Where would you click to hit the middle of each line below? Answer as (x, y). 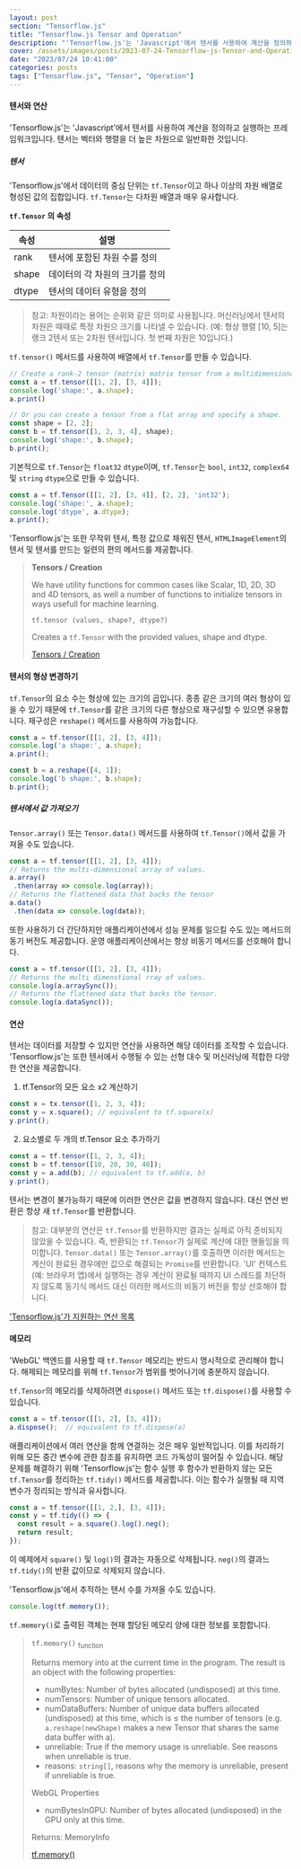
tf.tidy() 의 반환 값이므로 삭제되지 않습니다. (87, 1570)
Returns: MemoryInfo (70, 1837)
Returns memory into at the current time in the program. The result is (158, 1662)
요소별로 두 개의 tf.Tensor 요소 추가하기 (91, 1139)
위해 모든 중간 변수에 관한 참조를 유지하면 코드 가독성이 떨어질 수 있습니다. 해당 (146, 1457)
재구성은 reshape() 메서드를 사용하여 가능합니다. (113, 721)
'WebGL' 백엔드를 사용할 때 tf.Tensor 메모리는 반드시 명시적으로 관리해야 (138, 1360)
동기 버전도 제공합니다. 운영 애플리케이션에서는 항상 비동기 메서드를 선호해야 (142, 941)
